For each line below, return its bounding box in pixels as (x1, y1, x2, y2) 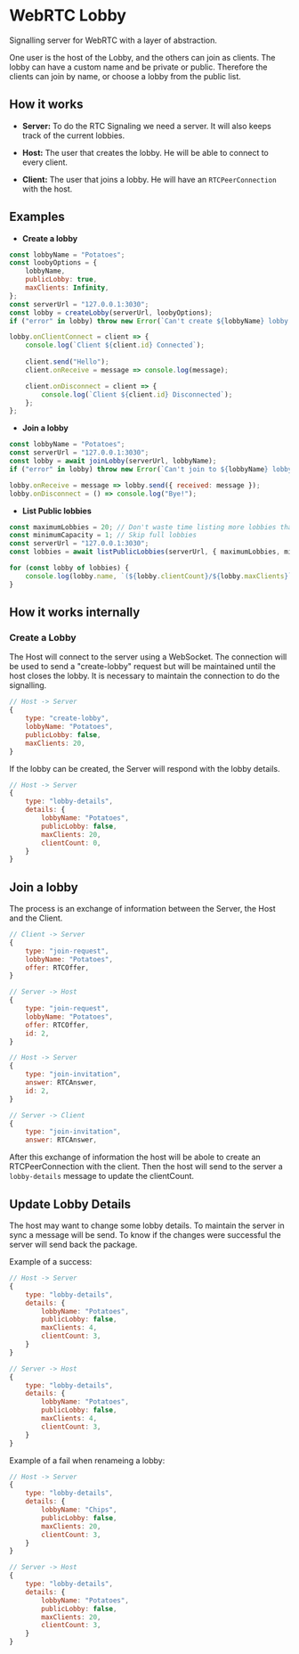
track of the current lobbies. (21, 130, 125, 141)
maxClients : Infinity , (25, 283, 109, 292)
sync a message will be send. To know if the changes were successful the (9, 1230, 282, 1240)
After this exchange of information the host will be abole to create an (9, 1151, 261, 1163)
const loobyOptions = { (9, 258, 98, 267)
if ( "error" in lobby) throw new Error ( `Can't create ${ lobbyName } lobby (9, 316, 289, 325)
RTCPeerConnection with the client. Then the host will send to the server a (9, 1161, 283, 1172)
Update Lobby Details (9, 1196, 132, 1212)
